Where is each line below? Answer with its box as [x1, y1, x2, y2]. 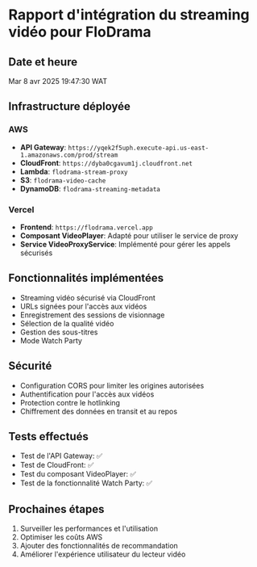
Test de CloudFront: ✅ [19, 460, 94, 470]
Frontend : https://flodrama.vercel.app [19, 222, 153, 232]
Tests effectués [8, 430, 89, 443]
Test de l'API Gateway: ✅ [19, 451, 103, 461]
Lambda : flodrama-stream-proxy [19, 166, 128, 176]
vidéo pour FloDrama [8, 23, 151, 41]
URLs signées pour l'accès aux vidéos [19, 301, 147, 311]
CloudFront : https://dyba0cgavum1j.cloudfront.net [19, 157, 193, 167]
